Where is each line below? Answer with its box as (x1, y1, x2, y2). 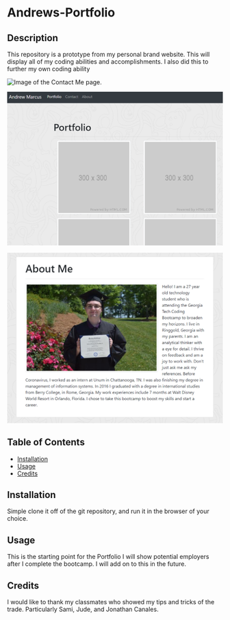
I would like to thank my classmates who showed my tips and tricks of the (7, 598, 215, 606)
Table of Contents (7, 436, 86, 448)
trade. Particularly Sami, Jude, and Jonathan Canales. (7, 605, 159, 614)
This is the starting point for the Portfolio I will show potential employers (7, 553, 210, 561)
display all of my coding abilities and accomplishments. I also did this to (7, 58, 209, 66)
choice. (7, 514, 29, 523)
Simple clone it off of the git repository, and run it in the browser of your (7, 507, 210, 515)
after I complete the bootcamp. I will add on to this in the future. (7, 560, 187, 568)
